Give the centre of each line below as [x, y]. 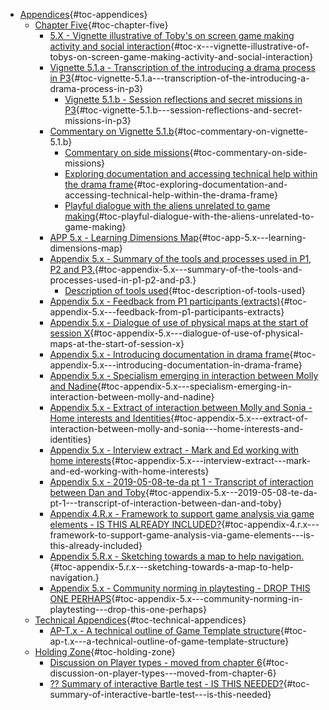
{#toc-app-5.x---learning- [252, 237]
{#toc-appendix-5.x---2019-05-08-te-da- [231, 492]
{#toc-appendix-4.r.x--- [270, 524]
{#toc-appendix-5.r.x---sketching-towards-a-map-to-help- [171, 567]
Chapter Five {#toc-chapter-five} [101, 25]
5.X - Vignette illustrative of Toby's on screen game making [172, 35]
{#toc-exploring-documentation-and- [210, 184]
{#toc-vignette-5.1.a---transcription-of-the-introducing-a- [190, 78]
